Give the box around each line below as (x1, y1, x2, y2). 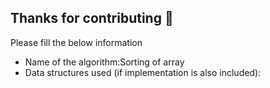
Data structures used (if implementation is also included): (24, 66, 262, 78)
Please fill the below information (10, 36, 143, 48)
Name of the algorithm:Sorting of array (24, 56, 185, 68)
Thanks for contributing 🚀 (10, 10, 174, 27)
